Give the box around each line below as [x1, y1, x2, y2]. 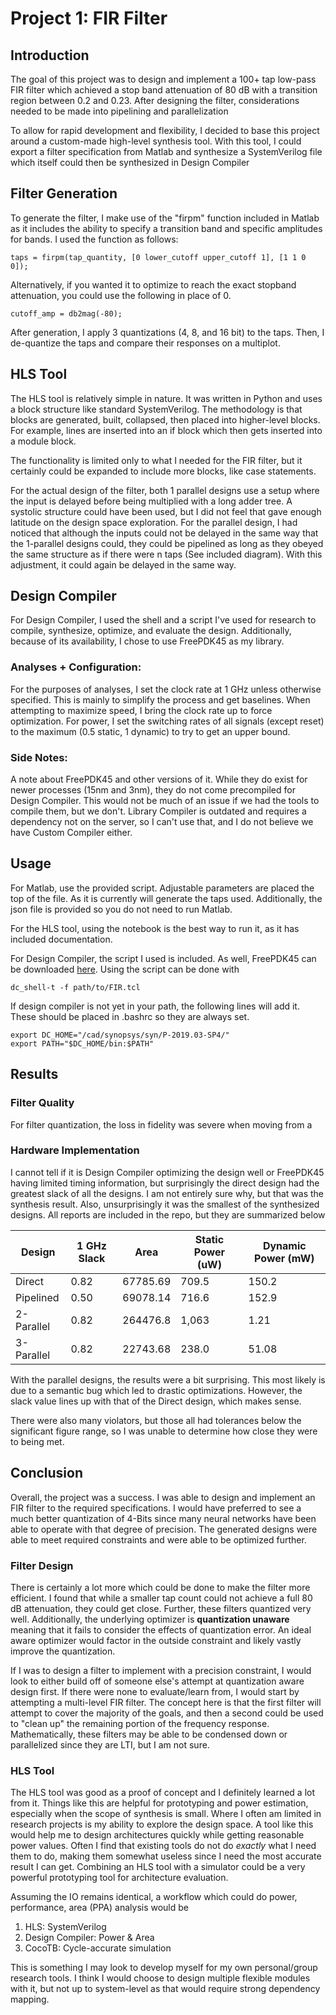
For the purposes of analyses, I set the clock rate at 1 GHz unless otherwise [10, 683, 322, 695]
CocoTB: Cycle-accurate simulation [24, 1942, 172, 1954]
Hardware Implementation [10, 1143, 140, 1157]
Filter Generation [10, 185, 118, 202]
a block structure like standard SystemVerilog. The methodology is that [10, 403, 303, 415]
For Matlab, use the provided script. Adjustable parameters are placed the [10, 882, 315, 894]
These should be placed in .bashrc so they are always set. [10, 1010, 250, 1022]
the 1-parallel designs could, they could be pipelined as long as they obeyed [10, 537, 324, 549]
